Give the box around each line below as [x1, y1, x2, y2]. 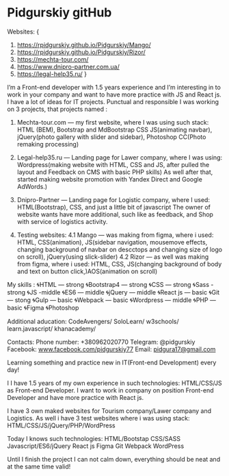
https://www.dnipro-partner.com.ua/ [16, 62, 120, 71]
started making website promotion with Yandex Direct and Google [16, 175, 203, 183]
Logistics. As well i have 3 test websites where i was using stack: [7, 414, 190, 422]
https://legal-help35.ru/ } [16, 70, 87, 78]
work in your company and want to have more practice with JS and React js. [7, 90, 222, 99]
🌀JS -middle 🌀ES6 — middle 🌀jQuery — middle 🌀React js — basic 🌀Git [27, 288, 220, 296]
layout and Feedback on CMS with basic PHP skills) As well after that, [16, 168, 213, 176]
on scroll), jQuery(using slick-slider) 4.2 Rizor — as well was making [16, 252, 209, 261]
